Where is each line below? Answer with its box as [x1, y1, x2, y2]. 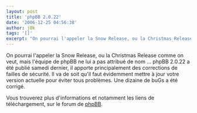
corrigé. [6, 83, 25, 90]
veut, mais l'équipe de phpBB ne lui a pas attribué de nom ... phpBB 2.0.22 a [6, 58, 190, 65]
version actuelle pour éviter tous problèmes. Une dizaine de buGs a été [6, 77, 178, 84]
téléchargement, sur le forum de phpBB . [6, 101, 103, 107]
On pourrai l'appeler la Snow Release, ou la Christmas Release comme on [6, 52, 184, 59]
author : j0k [6, 25, 35, 31]
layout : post [6, 8, 38, 15]
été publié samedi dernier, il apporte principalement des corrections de [6, 64, 178, 71]
